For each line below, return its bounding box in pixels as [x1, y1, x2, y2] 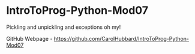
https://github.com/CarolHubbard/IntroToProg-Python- [53, 35, 190, 42]
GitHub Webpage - [6, 35, 53, 42]
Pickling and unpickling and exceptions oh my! [6, 23, 121, 31]
